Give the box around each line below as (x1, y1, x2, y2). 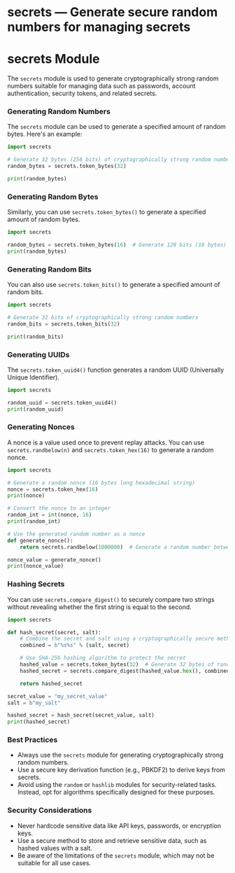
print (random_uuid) (7, 405, 64, 413)
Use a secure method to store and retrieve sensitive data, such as (17, 836, 207, 844)
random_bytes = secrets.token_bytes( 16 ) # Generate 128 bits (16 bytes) (7, 242, 227, 249)
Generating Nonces (7, 422, 75, 432)
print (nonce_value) (7, 563, 64, 570)
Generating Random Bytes (7, 192, 99, 202)
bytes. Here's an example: (7, 130, 83, 139)
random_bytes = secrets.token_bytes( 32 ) (7, 162, 127, 170)
